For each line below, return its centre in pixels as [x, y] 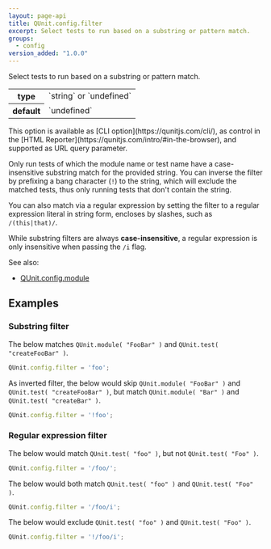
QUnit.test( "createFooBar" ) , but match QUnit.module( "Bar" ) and [124, 391]
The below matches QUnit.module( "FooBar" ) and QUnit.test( [114, 344]
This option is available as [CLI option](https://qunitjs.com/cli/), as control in [134, 131]
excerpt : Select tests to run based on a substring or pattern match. [129, 31]
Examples [33, 304]
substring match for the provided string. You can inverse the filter [154, 172]
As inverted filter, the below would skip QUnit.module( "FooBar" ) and [124, 383]
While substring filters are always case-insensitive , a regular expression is [133, 238]
